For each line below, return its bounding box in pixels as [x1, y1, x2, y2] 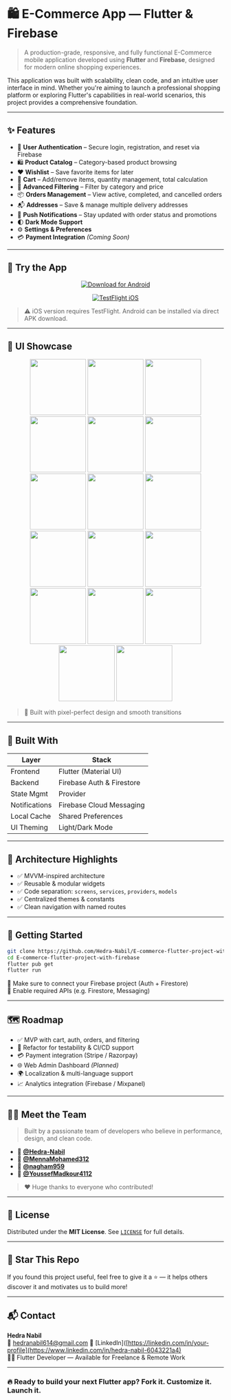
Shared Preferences [58, 811, 123, 821]
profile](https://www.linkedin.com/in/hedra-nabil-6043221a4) [7, 1346, 181, 1355]
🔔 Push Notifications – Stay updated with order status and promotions [16, 210, 217, 218]
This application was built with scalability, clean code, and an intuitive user [7, 76, 219, 84]
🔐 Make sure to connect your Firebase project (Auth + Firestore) [7, 979, 189, 988]
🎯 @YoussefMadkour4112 [16, 1169, 93, 1178]
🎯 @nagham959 [16, 1162, 65, 1170]
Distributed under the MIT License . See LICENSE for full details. [7, 1227, 184, 1235]
